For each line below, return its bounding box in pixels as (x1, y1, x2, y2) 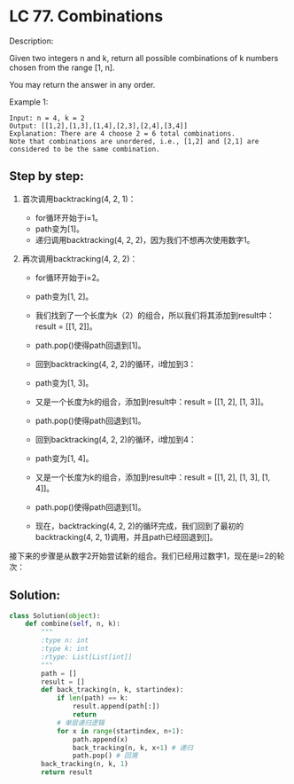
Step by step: (9, 169, 84, 184)
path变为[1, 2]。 (35, 291, 94, 302)
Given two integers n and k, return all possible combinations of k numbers (9, 52, 279, 63)
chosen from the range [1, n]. (9, 62, 115, 73)
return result (41, 768, 93, 777)
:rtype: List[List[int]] (41, 652, 133, 662)
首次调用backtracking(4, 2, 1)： (21, 193, 136, 204)
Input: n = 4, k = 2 (9, 114, 86, 122)
